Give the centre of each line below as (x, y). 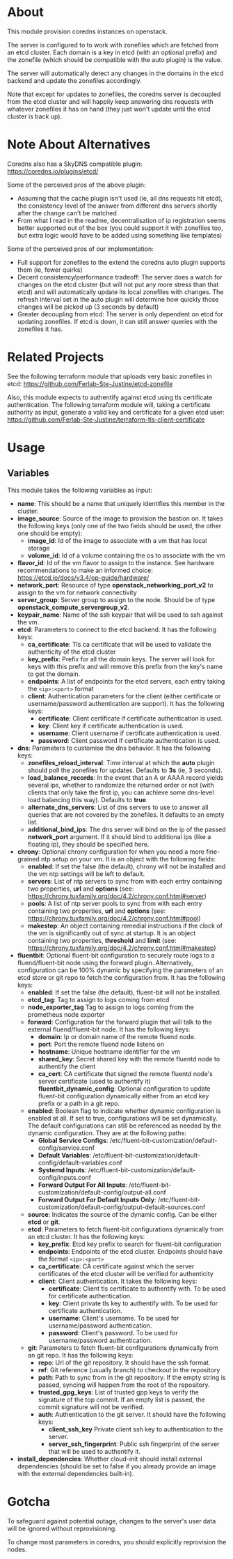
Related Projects (56, 357)
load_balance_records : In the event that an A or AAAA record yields (126, 777)
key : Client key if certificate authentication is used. (111, 725)
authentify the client (67, 1066)
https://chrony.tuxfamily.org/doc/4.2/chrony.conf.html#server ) (117, 896)
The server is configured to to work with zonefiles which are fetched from (113, 45)
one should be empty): (50, 533)
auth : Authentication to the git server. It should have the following (132, 1414)
